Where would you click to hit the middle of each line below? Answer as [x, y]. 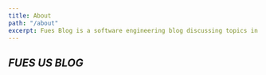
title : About [30, 16]
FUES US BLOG [46, 63]
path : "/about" [33, 23]
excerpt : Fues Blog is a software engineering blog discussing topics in [133, 30]
